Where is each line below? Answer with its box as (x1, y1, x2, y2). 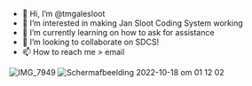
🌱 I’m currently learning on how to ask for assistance (21, 27, 215, 37)
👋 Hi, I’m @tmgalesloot (21, 9, 106, 19)
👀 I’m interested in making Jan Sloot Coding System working (21, 18, 243, 28)
